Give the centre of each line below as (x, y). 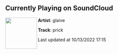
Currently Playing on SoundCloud (59, 8)
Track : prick (50, 30)
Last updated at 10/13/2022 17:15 (72, 39)
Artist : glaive (51, 20)
